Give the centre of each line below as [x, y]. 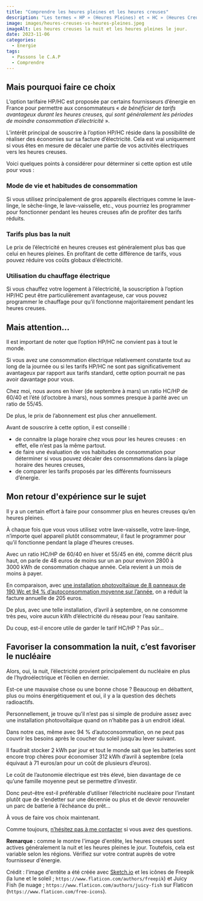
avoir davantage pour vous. [40, 380]
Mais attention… [38, 327]
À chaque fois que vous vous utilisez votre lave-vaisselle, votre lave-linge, [98, 529]
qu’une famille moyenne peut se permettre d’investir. [72, 781]
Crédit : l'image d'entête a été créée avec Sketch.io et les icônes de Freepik [100, 872]
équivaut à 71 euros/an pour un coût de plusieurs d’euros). [79, 763]
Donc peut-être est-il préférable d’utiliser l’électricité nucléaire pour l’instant [101, 793]
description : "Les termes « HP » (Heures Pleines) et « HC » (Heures [96, 18]
